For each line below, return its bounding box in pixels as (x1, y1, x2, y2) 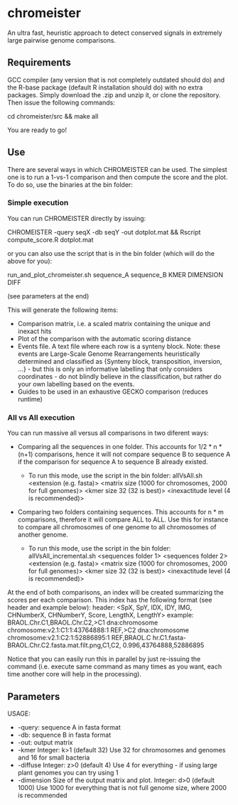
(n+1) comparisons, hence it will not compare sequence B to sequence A (17, 450, 231, 459)
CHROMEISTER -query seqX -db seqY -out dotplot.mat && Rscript (7, 227, 201, 236)
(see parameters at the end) (7, 291, 90, 300)
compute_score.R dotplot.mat (7, 235, 94, 244)
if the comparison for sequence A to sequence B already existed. (17, 458, 208, 466)
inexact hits (17, 327, 52, 335)
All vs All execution (7, 412, 75, 422)
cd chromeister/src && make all (7, 112, 99, 120)
